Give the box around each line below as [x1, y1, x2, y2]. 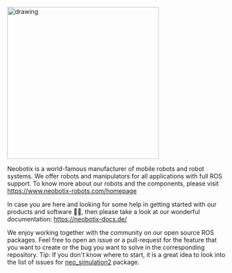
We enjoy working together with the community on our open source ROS [7, 229, 215, 236]
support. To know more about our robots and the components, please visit [7, 179, 220, 188]
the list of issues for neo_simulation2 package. [7, 258, 140, 266]
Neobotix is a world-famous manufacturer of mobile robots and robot [7, 165, 204, 173]
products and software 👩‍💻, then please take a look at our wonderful [7, 208, 200, 215]
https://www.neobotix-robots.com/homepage [7, 187, 137, 195]
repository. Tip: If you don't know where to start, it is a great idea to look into [7, 251, 226, 258]
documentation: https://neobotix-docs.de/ [7, 215, 127, 223]
